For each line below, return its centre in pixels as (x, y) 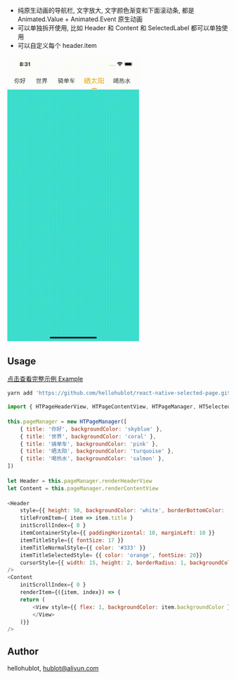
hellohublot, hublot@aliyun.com (53, 668)
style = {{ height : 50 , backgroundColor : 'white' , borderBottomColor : (122, 511)
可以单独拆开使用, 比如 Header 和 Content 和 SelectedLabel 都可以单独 (120, 28)
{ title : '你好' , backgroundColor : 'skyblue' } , (91, 429)
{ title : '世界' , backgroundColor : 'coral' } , (88, 436)
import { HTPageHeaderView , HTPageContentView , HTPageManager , (102, 407)
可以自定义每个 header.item (57, 45)
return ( (33, 599)
